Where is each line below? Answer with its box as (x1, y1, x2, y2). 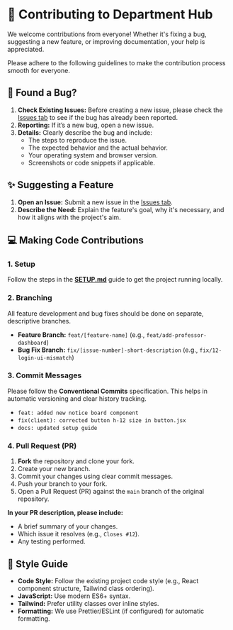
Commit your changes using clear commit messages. (17, 472, 174, 481)
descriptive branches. (7, 316, 71, 325)
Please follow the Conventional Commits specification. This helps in (7, 387, 208, 395)
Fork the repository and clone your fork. (17, 457, 135, 465)
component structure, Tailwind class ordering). (17, 584, 154, 592)
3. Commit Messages (7, 370, 82, 380)
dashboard (17, 339, 47, 346)
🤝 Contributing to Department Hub (7, 6, 213, 23)
